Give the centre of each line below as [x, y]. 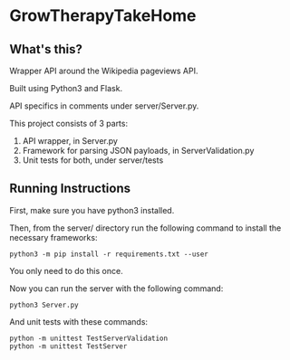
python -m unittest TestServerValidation [89, 338]
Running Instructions [70, 189]
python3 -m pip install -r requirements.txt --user [109, 254]
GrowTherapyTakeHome [103, 16]
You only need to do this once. [67, 270]
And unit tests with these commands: [78, 321]
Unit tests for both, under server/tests [93, 160]
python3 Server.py [44, 305]
